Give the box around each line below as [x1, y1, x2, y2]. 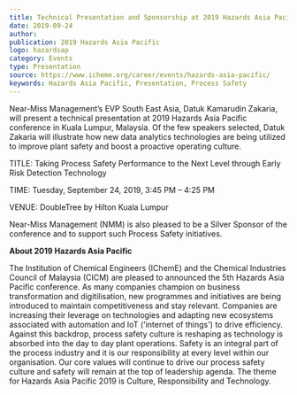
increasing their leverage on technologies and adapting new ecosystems [9, 309, 274, 320]
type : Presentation [9, 63, 81, 72]
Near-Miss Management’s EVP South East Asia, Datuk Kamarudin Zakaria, [9, 103, 278, 113]
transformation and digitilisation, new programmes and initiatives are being [9, 290, 281, 301]
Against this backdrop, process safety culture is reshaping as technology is [9, 329, 284, 339]
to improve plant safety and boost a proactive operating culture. [9, 141, 241, 151]
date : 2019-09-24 [9, 21, 73, 30]
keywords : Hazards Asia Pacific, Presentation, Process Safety [9, 79, 247, 88]
